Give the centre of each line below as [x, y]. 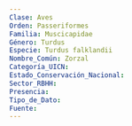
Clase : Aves [31, 17]
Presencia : [29, 91]
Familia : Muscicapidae [51, 34]
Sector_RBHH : [33, 83]
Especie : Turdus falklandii [61, 51]
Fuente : [23, 108]
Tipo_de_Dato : [35, 100]
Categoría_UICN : [39, 67]
